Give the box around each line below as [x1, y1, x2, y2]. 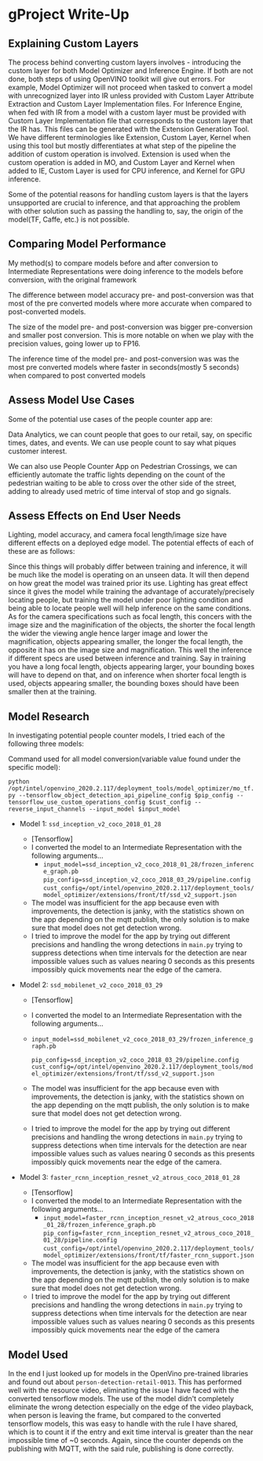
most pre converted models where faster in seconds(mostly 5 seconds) [8, 362, 239, 372]
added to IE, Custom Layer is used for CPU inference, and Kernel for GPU [8, 167, 246, 175]
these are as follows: [8, 547, 75, 556]
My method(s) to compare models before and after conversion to [8, 258, 218, 268]
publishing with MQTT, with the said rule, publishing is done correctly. [8, 1444, 234, 1454]
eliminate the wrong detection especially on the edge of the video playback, [8, 1402, 254, 1412]
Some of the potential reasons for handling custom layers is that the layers [8, 190, 249, 199]
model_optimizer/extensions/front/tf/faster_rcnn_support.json [42, 1251, 254, 1260]
